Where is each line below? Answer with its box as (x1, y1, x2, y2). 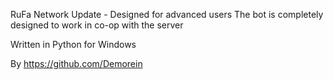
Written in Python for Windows (10, 39, 137, 50)
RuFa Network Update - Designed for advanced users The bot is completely (10, 9, 324, 20)
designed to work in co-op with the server (10, 19, 184, 31)
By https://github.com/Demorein (10, 58, 143, 69)
